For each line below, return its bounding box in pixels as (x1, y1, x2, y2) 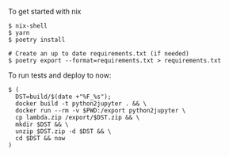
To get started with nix (8, 7, 82, 16)
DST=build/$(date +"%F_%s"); (15, 93, 112, 101)
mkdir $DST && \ (15, 120, 69, 128)
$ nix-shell (8, 22, 48, 30)
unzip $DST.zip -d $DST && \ (15, 127, 112, 135)
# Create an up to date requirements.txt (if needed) (8, 50, 190, 58)
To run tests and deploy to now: (8, 70, 112, 80)
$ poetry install (8, 36, 66, 44)
